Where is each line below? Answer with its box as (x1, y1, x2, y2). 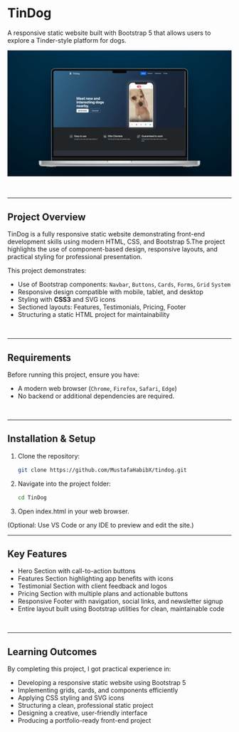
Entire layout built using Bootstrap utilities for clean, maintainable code (17, 605, 225, 613)
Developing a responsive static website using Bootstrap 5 (17, 679, 186, 687)
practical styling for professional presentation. (7, 253, 142, 261)
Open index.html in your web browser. (17, 507, 129, 516)
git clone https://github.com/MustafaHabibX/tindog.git (17, 466, 187, 474)
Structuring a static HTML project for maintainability (17, 310, 170, 319)
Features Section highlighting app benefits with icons (17, 575, 174, 583)
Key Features (7, 548, 68, 560)
